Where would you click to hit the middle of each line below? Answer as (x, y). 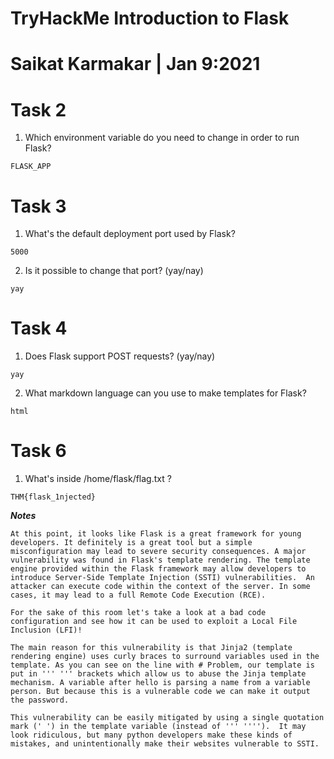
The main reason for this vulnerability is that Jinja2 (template (151, 648)
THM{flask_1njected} (53, 497)
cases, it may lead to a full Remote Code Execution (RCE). (138, 595)
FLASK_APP (31, 167)
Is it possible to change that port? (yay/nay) (114, 271)
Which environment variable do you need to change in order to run (162, 138)
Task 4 (39, 328)
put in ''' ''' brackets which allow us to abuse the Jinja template (158, 674)
